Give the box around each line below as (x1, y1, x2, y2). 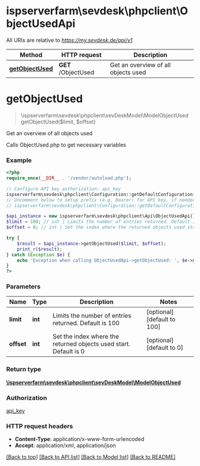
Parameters (6, 282, 40, 291)
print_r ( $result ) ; (17, 246, 62, 252)
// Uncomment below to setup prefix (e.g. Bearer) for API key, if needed (6, 197, 196, 203)
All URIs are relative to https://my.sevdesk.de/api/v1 (6, 36, 133, 44)
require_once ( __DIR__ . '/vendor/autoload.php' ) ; (6, 175, 132, 181)
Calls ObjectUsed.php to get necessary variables (6, 141, 126, 148)
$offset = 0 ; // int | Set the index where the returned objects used (6, 225, 185, 231)
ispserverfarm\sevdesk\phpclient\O (6, 4, 189, 18)
